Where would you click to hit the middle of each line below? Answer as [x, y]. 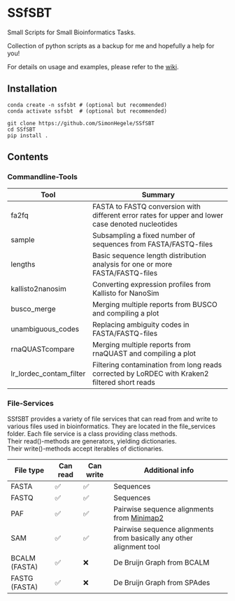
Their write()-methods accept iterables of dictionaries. [86, 448]
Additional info [169, 470]
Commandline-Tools [43, 177]
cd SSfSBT [22, 129]
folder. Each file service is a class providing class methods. [92, 433]
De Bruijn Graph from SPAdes [162, 582]
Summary [158, 195]
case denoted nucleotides [135, 224]
